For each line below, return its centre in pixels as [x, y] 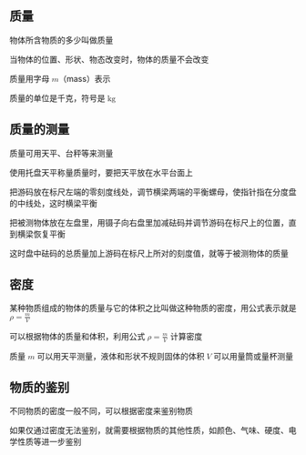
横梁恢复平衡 [41, 234]
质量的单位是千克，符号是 [57, 97]
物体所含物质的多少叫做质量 [61, 40]
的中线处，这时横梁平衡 [53, 203]
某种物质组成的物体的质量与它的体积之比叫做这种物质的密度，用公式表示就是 [153, 308]
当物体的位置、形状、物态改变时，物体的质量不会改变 [109, 59]
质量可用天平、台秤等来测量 [61, 153]
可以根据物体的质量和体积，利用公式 [77, 336]
